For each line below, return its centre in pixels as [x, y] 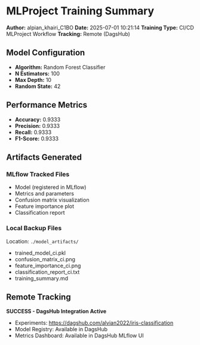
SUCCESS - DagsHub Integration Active [56, 312]
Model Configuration [46, 53]
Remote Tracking [39, 297]
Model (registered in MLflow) [50, 187]
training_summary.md [41, 278]
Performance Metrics [47, 105]
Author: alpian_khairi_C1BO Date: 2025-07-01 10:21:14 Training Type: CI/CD [100, 28]
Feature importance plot [44, 206]
